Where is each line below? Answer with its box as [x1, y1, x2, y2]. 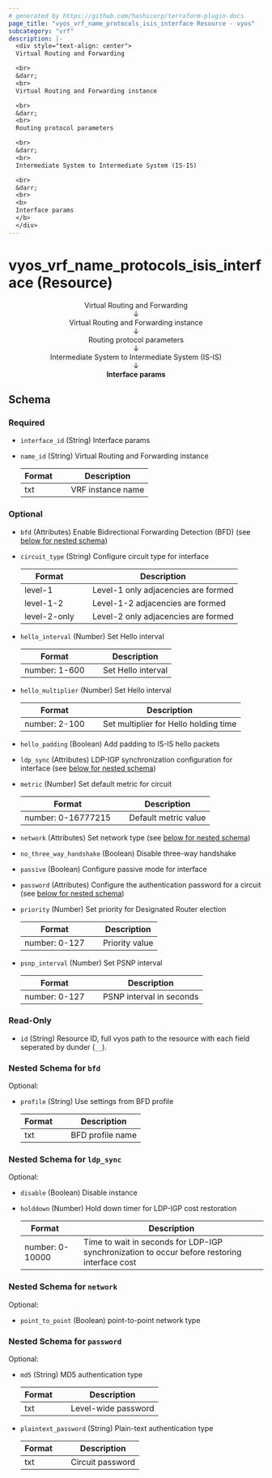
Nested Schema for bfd [8, 1062, 101, 1073]
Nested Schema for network [8, 1281, 118, 1292]
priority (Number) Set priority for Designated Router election [19, 904, 227, 913]
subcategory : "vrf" [8, 27, 74, 35]
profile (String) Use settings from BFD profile [19, 1097, 174, 1106]
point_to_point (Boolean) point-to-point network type [19, 1315, 201, 1325]
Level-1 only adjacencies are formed [91, 584, 234, 595]
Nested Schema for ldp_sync [8, 1154, 122, 1165]
